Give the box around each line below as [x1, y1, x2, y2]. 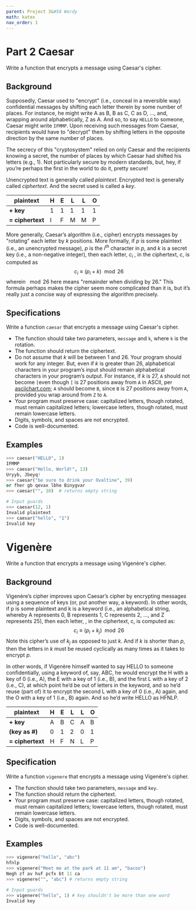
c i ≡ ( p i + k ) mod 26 [74, 267, 124, 276]
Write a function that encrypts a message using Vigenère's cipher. [6, 560, 167, 567]
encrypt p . [6, 651, 31, 658]
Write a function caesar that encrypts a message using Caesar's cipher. [6, 323, 180, 330]
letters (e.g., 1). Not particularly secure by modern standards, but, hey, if [6, 158, 181, 166]
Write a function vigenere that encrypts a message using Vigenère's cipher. [6, 773, 190, 780]
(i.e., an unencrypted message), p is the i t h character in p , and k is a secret [6, 244, 187, 252]
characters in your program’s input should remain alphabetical [14, 366, 165, 373]
